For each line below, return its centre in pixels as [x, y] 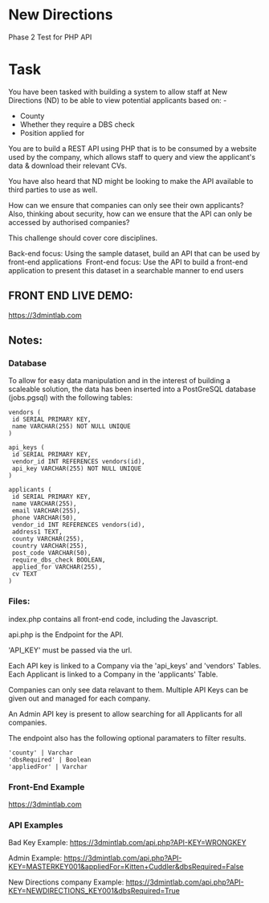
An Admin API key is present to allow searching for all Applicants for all [125, 713]
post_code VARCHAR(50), [51, 553]
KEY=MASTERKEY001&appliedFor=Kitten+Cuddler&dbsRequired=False [126, 867]
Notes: [25, 340]
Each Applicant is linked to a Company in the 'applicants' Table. [113, 674]
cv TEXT [24, 574]
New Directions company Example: [66, 882]
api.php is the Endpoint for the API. [66, 634]
